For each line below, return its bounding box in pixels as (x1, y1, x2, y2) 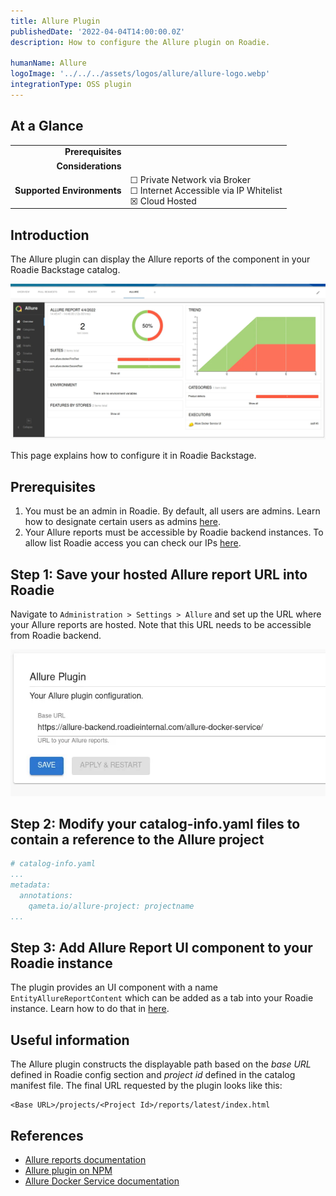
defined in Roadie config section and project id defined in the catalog (10, 1069, 296, 1081)
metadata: (10, 880, 52, 890)
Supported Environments (14, 184, 122, 196)
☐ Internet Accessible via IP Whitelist (129, 184, 283, 196)
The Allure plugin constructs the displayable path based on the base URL (10, 1058, 312, 1070)
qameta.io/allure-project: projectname (28, 901, 195, 911)
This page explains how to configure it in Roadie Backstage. (10, 450, 257, 462)
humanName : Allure (10, 58, 87, 69)
